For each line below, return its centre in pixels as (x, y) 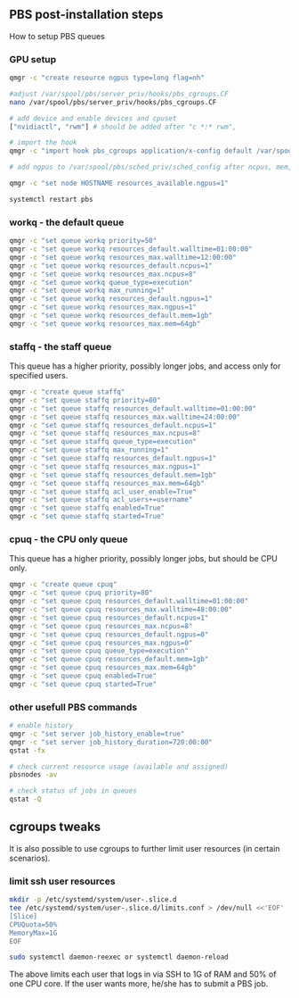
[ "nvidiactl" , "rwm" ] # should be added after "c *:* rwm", (123, 127)
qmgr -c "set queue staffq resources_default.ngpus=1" (113, 459)
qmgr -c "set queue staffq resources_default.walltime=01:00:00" (133, 408)
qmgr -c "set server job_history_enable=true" (97, 734)
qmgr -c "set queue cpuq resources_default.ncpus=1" (109, 618)
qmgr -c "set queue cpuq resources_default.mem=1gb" (109, 660)
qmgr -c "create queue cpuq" (63, 585)
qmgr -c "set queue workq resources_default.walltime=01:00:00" (131, 249)
